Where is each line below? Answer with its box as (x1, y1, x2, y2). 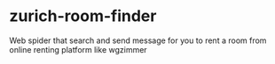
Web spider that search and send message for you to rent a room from (9, 35, 267, 46)
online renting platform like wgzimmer (9, 44, 148, 54)
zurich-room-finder (9, 6, 157, 26)
